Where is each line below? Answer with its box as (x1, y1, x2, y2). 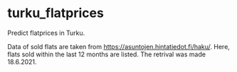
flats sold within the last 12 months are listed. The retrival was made (7, 50, 206, 58)
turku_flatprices (7, 5, 105, 21)
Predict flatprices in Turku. (7, 29, 85, 37)
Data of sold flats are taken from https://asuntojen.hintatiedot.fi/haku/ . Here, (7, 42, 230, 51)
